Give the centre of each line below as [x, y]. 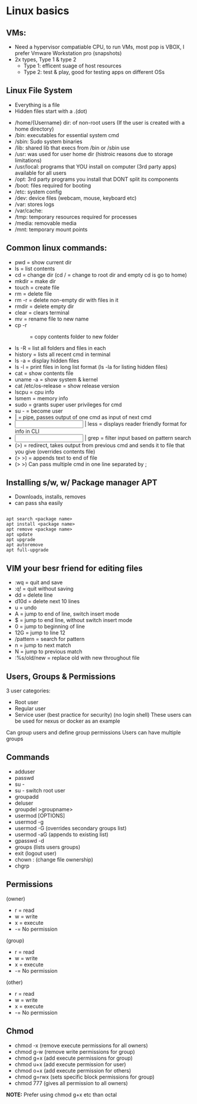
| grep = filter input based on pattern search [138, 438]
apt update [19, 535]
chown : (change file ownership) [54, 859]
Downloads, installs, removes [50, 497]
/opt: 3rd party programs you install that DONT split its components [96, 179]
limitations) [28, 160]
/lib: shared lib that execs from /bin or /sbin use [72, 148]
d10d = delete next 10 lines [47, 601]
